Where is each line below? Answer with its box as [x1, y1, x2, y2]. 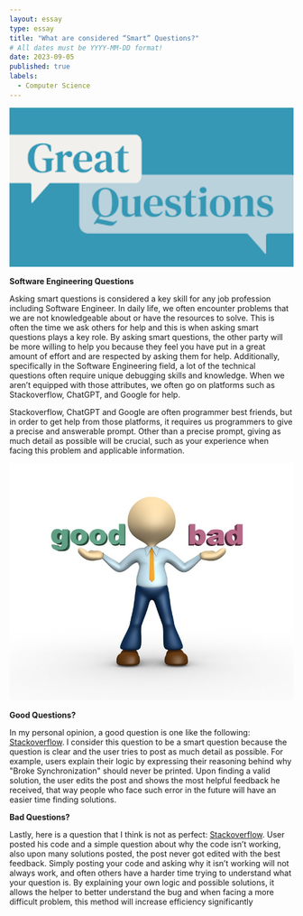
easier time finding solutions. [9, 794, 117, 805]
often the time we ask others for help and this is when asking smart [9, 321, 259, 333]
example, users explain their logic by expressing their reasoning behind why [9, 755, 292, 766]
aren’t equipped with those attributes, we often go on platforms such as [9, 379, 275, 390]
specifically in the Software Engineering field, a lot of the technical [9, 360, 256, 371]
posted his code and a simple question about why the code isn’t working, [9, 838, 281, 849]
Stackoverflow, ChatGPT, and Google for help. [9, 389, 180, 400]
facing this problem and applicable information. [9, 445, 185, 456]
